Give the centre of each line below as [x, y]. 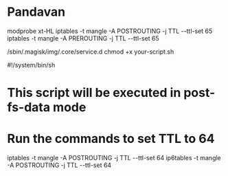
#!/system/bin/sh [31, 65]
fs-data [28, 108]
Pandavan [36, 12]
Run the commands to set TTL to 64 [111, 139]
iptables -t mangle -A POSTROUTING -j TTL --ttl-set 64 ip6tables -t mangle [114, 158]
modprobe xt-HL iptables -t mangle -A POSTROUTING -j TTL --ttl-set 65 [110, 31]
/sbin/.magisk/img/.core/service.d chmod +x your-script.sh [91, 52]
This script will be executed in [94, 93]
